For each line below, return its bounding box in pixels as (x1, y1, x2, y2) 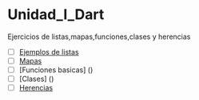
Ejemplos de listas (18, 47, 79, 56)
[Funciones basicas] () (18, 65, 94, 75)
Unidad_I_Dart (7, 6, 105, 24)
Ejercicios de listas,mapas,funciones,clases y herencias (7, 32, 191, 41)
